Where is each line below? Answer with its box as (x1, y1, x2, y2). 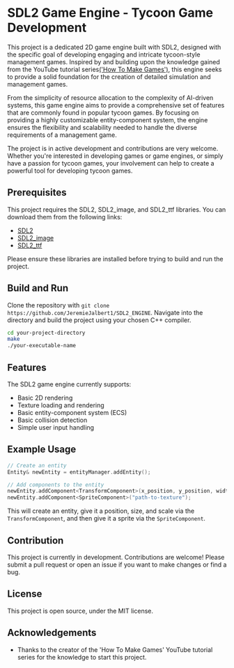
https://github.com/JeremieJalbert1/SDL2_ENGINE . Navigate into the (7, 308, 203, 317)
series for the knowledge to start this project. (17, 653, 147, 661)
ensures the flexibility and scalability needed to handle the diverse (7, 123, 197, 131)
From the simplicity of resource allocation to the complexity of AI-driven (7, 93, 214, 102)
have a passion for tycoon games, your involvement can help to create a (7, 159, 214, 167)
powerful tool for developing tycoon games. (7, 166, 133, 175)
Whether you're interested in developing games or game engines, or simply (7, 152, 224, 160)
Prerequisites (7, 187, 67, 198)
